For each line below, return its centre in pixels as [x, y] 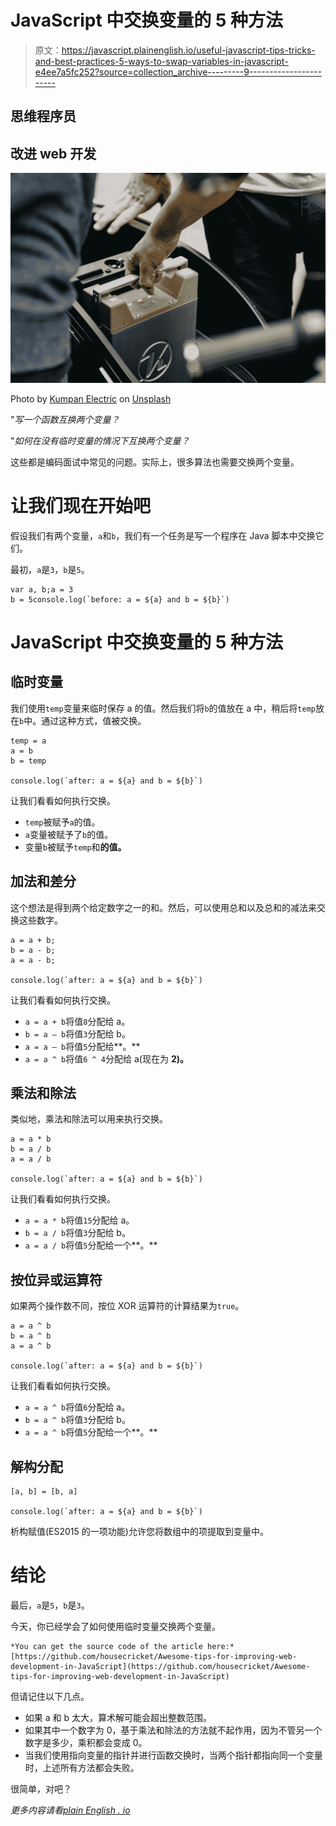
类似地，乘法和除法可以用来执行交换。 [89, 1119]
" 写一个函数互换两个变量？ [65, 419]
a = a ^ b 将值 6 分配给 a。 [77, 1407]
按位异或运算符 [56, 1279]
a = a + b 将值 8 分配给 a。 [77, 1021]
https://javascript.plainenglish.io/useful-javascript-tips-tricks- [188, 50]
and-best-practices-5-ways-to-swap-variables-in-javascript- [161, 61]
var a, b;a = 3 [42, 589]
